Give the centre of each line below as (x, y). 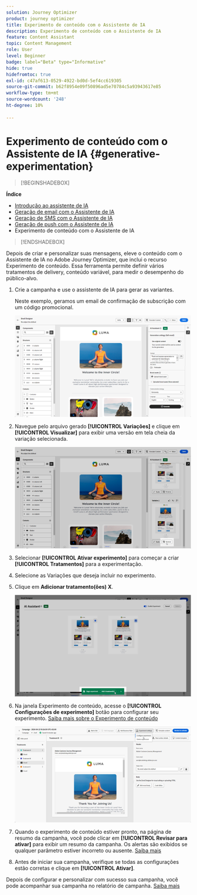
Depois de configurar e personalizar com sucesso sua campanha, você (92, 880)
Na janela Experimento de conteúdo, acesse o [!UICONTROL (88, 706)
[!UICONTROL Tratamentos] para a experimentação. (79, 564)
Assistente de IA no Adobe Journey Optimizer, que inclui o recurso (86, 259)
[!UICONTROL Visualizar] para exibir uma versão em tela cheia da (95, 433)
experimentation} (50, 166)
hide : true (19, 68)
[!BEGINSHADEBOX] (45, 183)
